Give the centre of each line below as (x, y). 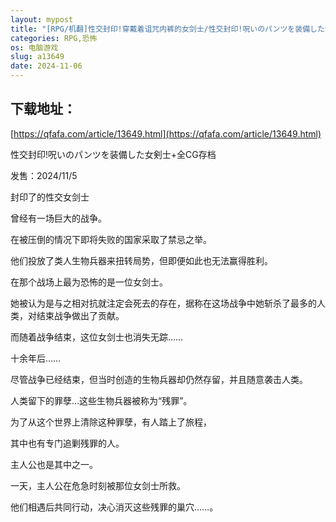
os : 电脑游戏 (34, 47)
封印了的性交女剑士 (50, 197)
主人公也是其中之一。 (54, 464)
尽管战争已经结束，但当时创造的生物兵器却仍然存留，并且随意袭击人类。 (159, 379)
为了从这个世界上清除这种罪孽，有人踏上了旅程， (111, 422)
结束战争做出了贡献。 (80, 315)
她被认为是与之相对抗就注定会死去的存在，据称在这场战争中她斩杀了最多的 (163, 303)
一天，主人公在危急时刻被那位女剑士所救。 (98, 485)
